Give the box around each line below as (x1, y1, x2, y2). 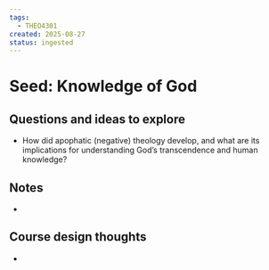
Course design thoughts (9, 229, 147, 245)
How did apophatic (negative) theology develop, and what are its (21, 135, 260, 146)
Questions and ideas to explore (9, 111, 185, 127)
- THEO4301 (17, 21, 58, 30)
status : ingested (9, 37, 74, 47)
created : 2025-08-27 (9, 29, 86, 38)
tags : (9, 12, 29, 22)
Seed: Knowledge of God (9, 77, 198, 96)
